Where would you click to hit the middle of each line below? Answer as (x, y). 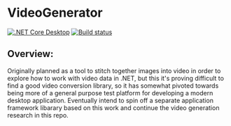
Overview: (30, 54)
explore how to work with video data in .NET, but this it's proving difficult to (115, 78)
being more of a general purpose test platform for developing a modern (110, 93)
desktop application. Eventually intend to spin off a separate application (110, 100)
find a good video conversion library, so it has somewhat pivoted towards (113, 86)
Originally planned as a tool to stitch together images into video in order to (114, 70)
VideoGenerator (55, 13)
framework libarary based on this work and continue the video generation (113, 108)
